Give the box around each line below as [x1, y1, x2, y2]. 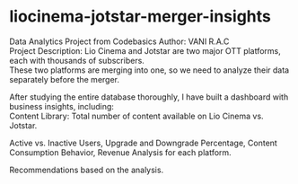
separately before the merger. [9, 74, 119, 84]
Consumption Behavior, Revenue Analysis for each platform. [9, 146, 232, 158]
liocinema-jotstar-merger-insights [9, 6, 271, 27]
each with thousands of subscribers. [9, 55, 145, 66]
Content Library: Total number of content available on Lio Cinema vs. [9, 110, 264, 121]
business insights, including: [9, 101, 115, 111]
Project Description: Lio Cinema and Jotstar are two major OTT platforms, [9, 45, 281, 56]
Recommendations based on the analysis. [9, 164, 164, 175]
